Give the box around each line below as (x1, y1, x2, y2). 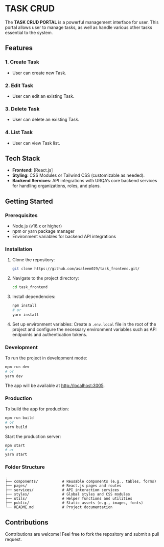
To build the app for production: (5, 406, 70, 411)
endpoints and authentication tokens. (12, 331, 87, 337)
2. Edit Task (5, 82, 33, 89)
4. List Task (5, 129, 33, 136)
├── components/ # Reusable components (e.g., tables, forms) (5, 479, 157, 484)
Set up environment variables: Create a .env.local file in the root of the (12, 321, 157, 327)
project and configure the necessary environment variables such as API (12, 326, 157, 332)
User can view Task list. (12, 140, 60, 146)
